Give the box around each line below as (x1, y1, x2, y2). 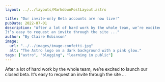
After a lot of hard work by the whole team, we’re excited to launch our (5, 66, 148, 72)
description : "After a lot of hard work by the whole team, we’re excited (5, 25, 162, 30)
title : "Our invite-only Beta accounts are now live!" (5, 16, 120, 21)
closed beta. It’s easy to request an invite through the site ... (5, 71, 126, 77)
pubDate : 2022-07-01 (5, 21, 48, 26)
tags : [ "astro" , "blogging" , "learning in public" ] (5, 53, 113, 57)
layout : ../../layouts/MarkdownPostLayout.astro (5, 7, 107, 12)
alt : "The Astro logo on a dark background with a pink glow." (9, 48, 141, 53)
